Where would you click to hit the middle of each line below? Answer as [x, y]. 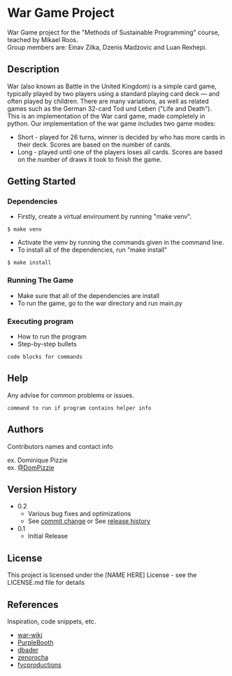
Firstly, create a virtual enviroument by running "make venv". [104, 217]
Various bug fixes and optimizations [79, 514]
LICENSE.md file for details [46, 583]
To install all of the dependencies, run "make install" [92, 250]
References [33, 604]
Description [33, 69]
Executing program [41, 321]
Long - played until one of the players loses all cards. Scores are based [120, 151]
